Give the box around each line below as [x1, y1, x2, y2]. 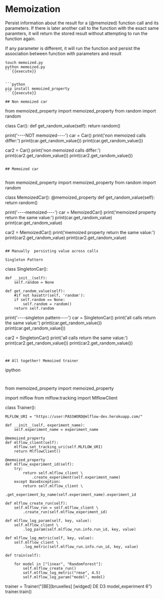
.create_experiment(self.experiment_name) [31, 475, 121, 479]
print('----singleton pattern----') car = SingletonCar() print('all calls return [5, 314, 156, 320]
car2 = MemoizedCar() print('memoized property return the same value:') [5, 229, 155, 235]
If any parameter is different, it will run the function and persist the [5, 45, 140, 51]
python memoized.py [5, 64, 46, 69]
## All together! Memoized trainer [5, 358, 79, 363]
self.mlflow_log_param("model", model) [23, 574, 106, 580]
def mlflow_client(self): [5, 440, 58, 445]
